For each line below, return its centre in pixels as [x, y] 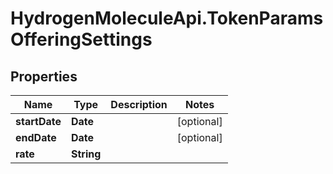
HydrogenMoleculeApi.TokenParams [167, 18]
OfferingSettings [81, 39]
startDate [38, 121]
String [86, 154]
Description [139, 104]
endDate [36, 137]
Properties [44, 76]
